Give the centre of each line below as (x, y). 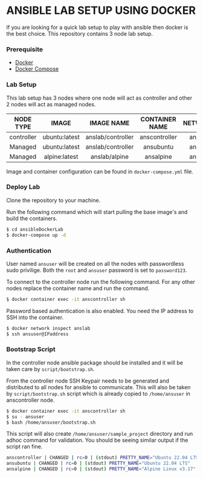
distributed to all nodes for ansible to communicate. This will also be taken (98, 387)
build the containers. (32, 218)
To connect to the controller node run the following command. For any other (101, 282)
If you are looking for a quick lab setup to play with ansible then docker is (97, 27)
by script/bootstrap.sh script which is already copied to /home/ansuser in (98, 393)
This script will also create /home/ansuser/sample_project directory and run (100, 434)
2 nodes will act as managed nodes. (51, 104)
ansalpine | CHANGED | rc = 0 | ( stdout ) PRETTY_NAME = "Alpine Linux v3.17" (101, 469)
